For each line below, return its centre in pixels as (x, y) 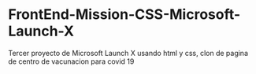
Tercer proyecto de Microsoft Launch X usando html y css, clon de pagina (128, 53)
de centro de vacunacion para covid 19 (71, 61)
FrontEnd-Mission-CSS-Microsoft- (124, 15)
